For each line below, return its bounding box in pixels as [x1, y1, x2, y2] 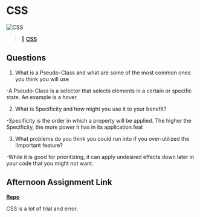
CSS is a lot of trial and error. [6, 205, 79, 212]
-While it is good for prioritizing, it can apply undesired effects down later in [6, 153, 195, 160]
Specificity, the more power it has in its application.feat [6, 123, 143, 131]
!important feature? [15, 141, 63, 149]
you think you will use [15, 75, 69, 82]
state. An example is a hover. [6, 93, 79, 100]
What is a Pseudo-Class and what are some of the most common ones [15, 69, 191, 76]
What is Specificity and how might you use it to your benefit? [15, 105, 167, 112]
